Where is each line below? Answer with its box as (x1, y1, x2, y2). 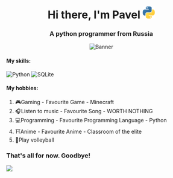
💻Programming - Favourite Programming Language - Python (14, 116, 167, 124)
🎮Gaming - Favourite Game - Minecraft (14, 98, 115, 105)
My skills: (6, 58, 31, 65)
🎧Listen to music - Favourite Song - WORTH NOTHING (14, 107, 153, 114)
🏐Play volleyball (14, 136, 54, 143)
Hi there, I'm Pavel (47, 8, 140, 22)
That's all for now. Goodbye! (6, 151, 91, 160)
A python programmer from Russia (49, 30, 154, 38)
